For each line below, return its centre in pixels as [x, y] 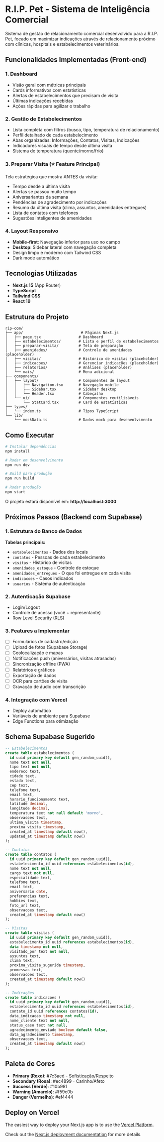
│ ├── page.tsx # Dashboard [54, 337]
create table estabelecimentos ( [40, 753]
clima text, [22, 961]
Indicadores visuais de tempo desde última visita [62, 145]
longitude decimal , [30, 808]
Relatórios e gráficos [34, 670]
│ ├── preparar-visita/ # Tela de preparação [64, 346]
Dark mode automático [36, 258]
